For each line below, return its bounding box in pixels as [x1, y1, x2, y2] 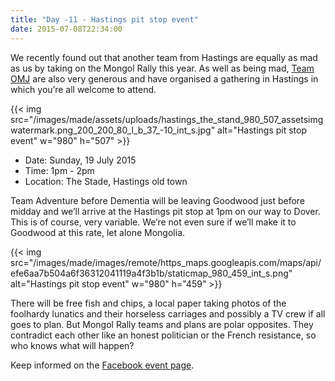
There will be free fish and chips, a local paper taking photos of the [10, 297, 287, 309]
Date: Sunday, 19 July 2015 [24, 154, 137, 166]
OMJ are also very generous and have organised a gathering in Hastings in [10, 72, 319, 85]
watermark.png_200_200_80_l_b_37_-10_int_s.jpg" [10, 124, 216, 136]
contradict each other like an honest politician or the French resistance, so [10, 329, 317, 341]
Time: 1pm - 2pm [24, 164, 95, 176]
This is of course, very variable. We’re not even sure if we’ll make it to [10, 216, 297, 228]
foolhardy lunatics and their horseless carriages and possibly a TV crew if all [10, 307, 326, 320]
